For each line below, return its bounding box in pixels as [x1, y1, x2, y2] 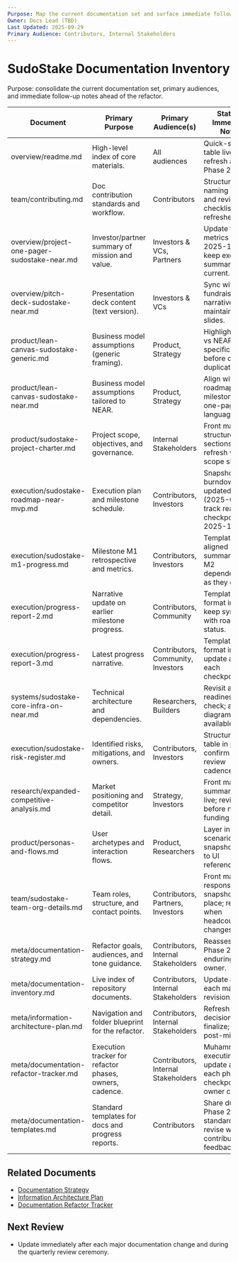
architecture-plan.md [11, 1021, 83, 1031]
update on [91, 598, 126, 608]
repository [91, 984, 127, 994]
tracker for [91, 1051, 127, 1061]
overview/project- [11, 237, 72, 247]
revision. [203, 992, 232, 1002]
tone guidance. [91, 959, 142, 969]
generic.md [11, 353, 50, 363]
